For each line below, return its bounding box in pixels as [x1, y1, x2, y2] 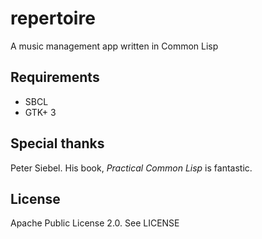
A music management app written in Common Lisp [10, 40, 219, 52]
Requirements [10, 69, 100, 86]
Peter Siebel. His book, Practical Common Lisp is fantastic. [10, 162, 253, 174]
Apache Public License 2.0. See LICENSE [10, 217, 180, 229]
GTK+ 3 [24, 106, 57, 118]
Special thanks [10, 135, 105, 152]
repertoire [10, 7, 96, 30]
